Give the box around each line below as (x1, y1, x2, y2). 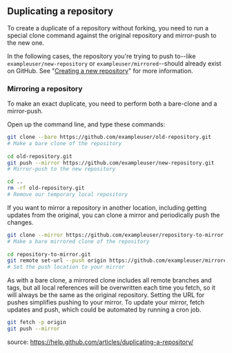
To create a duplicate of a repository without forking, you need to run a (7, 23, 209, 32)
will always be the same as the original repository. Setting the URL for (7, 291, 205, 299)
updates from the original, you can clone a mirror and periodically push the (7, 211, 220, 219)
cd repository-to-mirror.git (7, 251, 91, 258)
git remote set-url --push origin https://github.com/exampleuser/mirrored (7, 257, 230, 265)
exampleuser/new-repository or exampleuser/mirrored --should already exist (7, 59, 222, 68)
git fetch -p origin (7, 319, 67, 326)
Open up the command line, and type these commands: (7, 120, 166, 128)
